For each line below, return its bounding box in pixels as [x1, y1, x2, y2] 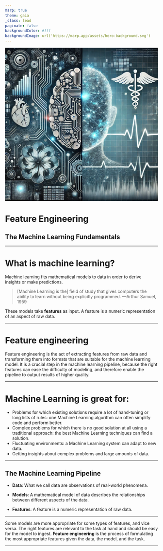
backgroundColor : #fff [5, 28, 51, 34]
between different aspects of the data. [12, 497, 89, 503]
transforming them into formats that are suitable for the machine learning [5, 356, 151, 362]
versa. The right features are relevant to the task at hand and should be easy [5, 525, 158, 531]
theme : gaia [5, 13, 29, 18]
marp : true [5, 8, 27, 13]
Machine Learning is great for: [5, 393, 130, 405]
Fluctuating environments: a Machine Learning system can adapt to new [12, 440, 157, 446]
